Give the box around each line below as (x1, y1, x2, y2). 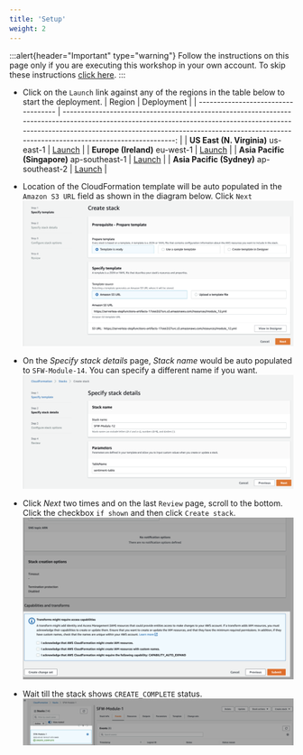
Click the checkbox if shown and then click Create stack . (22, 507, 236, 518)
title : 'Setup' (9, 14, 67, 23)
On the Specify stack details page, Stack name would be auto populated (22, 354, 293, 365)
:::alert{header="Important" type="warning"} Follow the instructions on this (9, 50, 289, 60)
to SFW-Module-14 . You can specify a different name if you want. (22, 364, 259, 375)
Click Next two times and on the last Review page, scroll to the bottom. (22, 497, 283, 509)
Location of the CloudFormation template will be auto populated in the (22, 180, 282, 191)
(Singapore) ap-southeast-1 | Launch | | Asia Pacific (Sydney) (22, 153, 255, 164)
